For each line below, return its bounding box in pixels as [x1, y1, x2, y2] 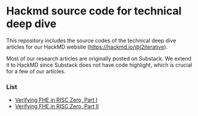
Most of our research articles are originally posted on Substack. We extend [6, 55, 192, 62]
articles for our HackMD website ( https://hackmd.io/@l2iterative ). [6, 43, 168, 50]
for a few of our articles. [6, 67, 66, 75]
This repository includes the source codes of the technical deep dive [6, 37, 176, 44]
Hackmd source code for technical [6, 4, 182, 18]
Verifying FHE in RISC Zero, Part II [14, 103, 99, 110]
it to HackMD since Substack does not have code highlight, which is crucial [6, 61, 193, 69]
